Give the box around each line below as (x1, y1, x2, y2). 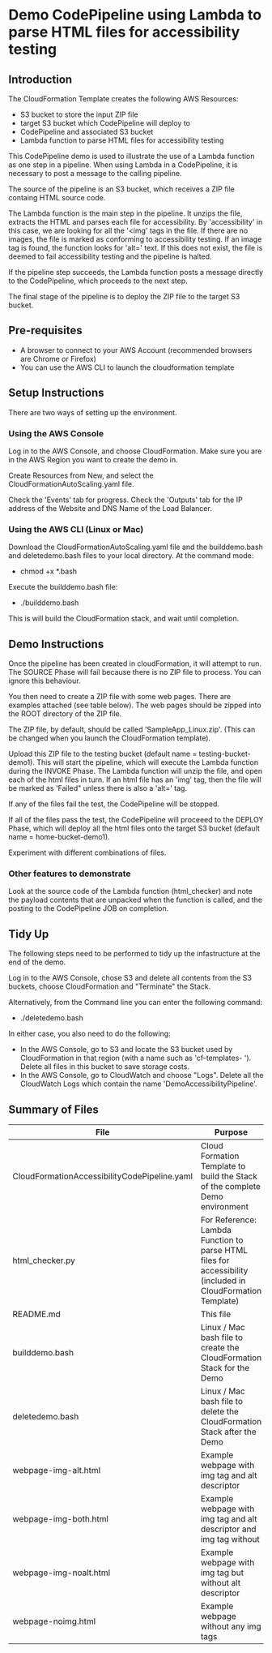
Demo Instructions (8, 637, 104, 650)
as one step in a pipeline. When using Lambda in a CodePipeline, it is (8, 160, 238, 170)
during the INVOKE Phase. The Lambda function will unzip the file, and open (8, 766, 263, 776)
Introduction (8, 72, 73, 86)
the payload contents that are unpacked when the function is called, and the (8, 895, 263, 905)
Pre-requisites (8, 324, 83, 337)
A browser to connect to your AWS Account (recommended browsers (19, 345, 253, 354)
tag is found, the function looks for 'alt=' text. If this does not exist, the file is (8, 243, 263, 252)
